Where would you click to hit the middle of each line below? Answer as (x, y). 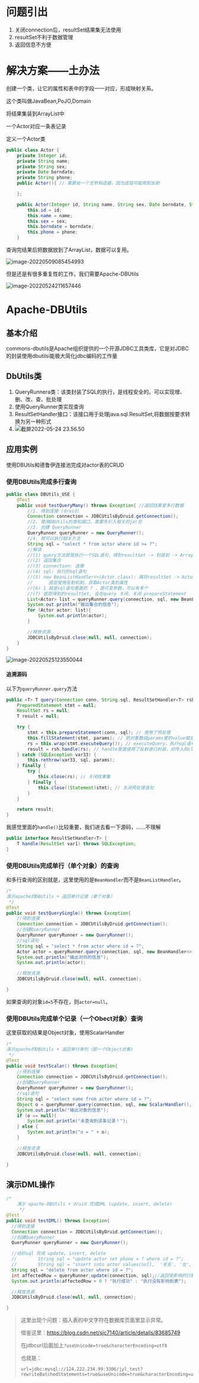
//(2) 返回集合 (44, 561)
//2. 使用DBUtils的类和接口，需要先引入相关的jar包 (85, 522)
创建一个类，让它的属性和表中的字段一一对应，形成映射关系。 (81, 88)
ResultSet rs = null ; (43, 711)
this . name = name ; (50, 215)
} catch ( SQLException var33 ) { (57, 754)
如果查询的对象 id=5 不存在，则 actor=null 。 (59, 1001)
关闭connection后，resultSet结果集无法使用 (68, 30)
